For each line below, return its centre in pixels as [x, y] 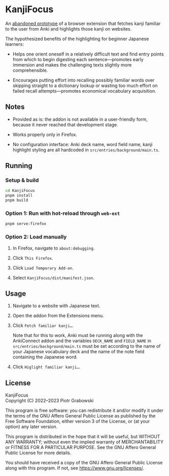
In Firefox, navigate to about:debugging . [54, 248]
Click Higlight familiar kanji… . [46, 367]
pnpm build [17, 200]
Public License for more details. [38, 453]
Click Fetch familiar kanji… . [43, 326]
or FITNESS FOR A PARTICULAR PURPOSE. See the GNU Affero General [81, 447]
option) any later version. [31, 427]
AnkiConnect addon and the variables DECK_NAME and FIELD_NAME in [82, 341]
